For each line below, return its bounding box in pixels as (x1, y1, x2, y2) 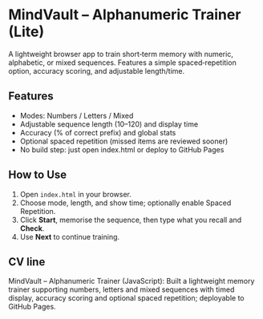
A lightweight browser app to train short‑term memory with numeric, (8, 49, 234, 59)
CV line (8, 255, 46, 269)
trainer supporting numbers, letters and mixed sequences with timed (8, 285, 235, 294)
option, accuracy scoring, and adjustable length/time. (8, 66, 185, 75)
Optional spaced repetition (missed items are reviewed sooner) (19, 136, 229, 146)
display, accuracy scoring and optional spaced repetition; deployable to (8, 293, 245, 303)
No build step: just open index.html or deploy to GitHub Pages (19, 144, 225, 154)
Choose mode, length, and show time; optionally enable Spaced (19, 198, 232, 208)
